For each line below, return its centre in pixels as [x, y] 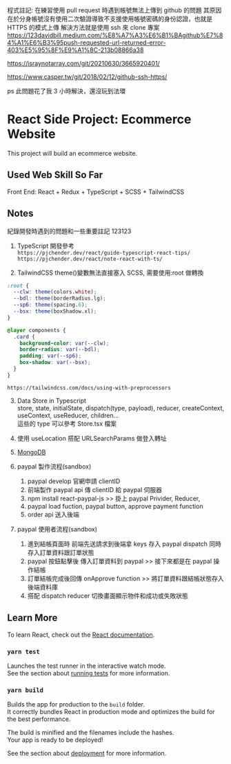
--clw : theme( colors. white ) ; [55, 292]
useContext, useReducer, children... [68, 415]
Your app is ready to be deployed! [55, 740]
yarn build [25, 690]
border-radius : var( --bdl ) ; [60, 349]
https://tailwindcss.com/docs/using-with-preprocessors [89, 388]
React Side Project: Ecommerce [99, 119]
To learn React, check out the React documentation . [81, 635]
